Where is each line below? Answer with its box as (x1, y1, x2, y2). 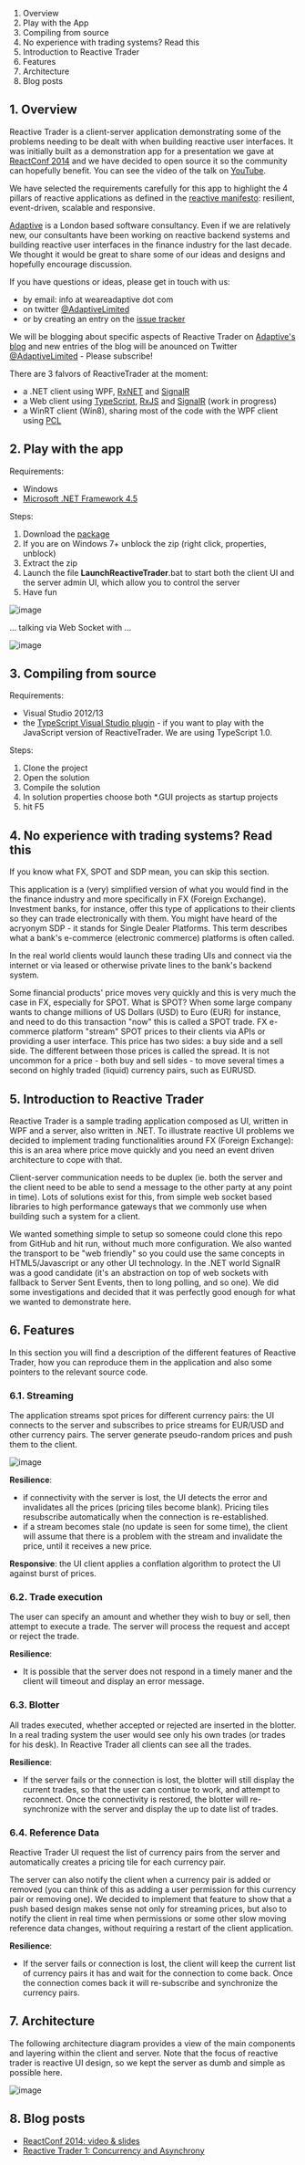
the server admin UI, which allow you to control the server (22, 577, 240, 588)
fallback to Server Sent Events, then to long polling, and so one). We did (9, 1277, 280, 1288)
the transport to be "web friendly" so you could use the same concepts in (9, 1248, 285, 1259)
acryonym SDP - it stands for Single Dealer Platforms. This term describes (9, 923, 288, 934)
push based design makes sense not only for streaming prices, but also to (9, 1903, 287, 1915)
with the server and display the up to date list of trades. (71, 1803, 279, 1815)
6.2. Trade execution (9, 1591, 103, 1604)
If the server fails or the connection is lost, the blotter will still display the (22, 1774, 295, 1785)
